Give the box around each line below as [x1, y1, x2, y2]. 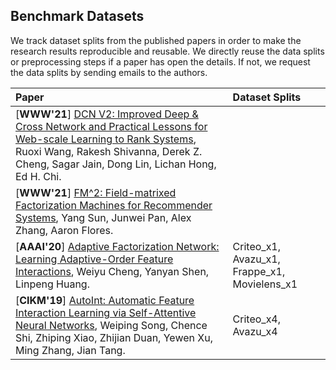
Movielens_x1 [232, 277, 298, 291]
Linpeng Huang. [15, 277, 90, 291]
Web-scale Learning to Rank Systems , [15, 132, 197, 146]
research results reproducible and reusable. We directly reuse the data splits [10, 45, 325, 57]
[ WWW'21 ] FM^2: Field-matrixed [15, 185, 177, 199]
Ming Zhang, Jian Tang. [15, 343, 126, 357]
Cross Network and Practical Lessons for [15, 119, 208, 133]
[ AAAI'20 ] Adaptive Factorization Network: [15, 239, 220, 253]
